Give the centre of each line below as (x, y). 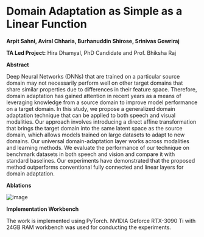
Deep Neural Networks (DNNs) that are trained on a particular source (93, 76)
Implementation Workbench (43, 209)
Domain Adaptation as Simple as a (94, 11)
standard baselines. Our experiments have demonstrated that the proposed (101, 160)
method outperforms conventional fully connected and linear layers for (95, 167)
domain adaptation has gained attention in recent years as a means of (94, 96)
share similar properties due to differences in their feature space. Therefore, (102, 89)
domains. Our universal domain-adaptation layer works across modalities (98, 141)
